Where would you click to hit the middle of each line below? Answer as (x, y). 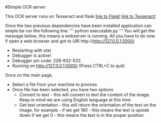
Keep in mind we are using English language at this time (75, 100)
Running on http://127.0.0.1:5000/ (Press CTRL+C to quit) (68, 66)
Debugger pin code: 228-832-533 (46, 61)
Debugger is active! (32, 55)
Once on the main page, (29, 75)
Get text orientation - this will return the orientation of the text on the (88, 105)
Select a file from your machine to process (55, 84)
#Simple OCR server (25, 7)
